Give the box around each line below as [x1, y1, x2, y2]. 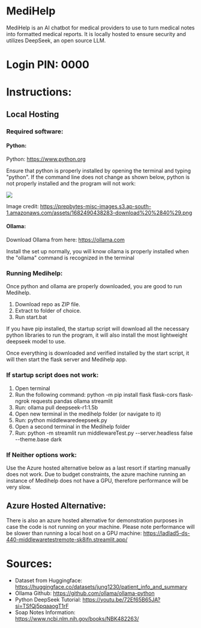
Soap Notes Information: [14, 608, 76, 616]
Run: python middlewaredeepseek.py [14, 416, 107, 424]
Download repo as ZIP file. [14, 301, 80, 308]
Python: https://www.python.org [6, 155, 86, 163]
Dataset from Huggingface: [14, 576, 83, 584]
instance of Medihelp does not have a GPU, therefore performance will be [6, 477, 189, 484]
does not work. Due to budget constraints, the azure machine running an [6, 470, 186, 478]
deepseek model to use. [6, 338, 66, 345]
